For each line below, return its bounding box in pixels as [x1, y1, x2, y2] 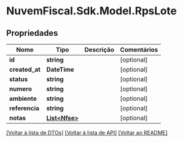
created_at [9, 66, 41, 73]
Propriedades [6, 28, 58, 38]
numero [9, 85, 32, 93]
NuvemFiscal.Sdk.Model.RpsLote [6, 4, 177, 18]
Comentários [119, 46, 158, 54]
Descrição [84, 46, 115, 54]
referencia [9, 104, 40, 112]
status [9, 75, 28, 83]
